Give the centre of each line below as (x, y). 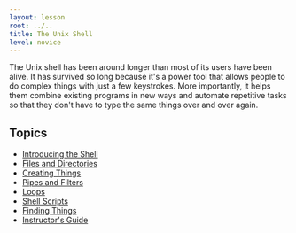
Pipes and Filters (53, 183)
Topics (28, 132)
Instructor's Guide (55, 220)
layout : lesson (37, 17)
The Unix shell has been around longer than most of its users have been (140, 67)
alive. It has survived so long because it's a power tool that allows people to (147, 77)
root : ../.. (31, 26)
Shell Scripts (45, 201)
